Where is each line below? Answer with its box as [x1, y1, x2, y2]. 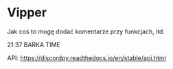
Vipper [7, 5, 47, 20]
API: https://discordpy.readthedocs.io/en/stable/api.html [7, 53, 166, 62]
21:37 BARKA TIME [7, 40, 60, 49]
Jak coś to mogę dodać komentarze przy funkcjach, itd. [7, 27, 165, 36]
